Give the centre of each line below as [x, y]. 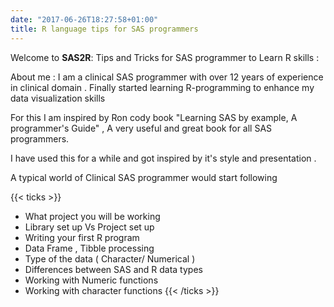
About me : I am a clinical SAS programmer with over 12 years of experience [167, 77]
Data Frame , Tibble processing [89, 248]
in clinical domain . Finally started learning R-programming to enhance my [162, 87]
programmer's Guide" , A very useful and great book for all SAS [141, 128]
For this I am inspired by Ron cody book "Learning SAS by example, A [154, 117]
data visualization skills [58, 98]
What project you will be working [92, 216]
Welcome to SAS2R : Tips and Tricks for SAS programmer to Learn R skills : [165, 57]
